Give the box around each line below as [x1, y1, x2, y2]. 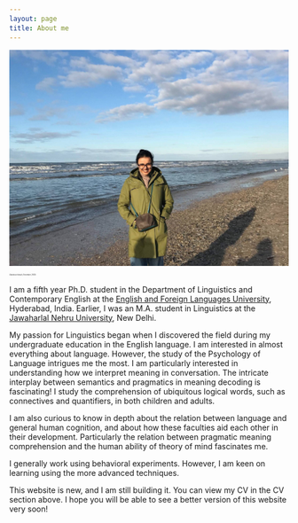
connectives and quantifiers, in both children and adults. [9, 395, 216, 406]
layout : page [9, 14, 58, 23]
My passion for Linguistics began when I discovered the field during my [9, 329, 271, 340]
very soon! [9, 503, 49, 514]
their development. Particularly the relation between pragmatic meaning [9, 431, 272, 442]
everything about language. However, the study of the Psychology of [9, 348, 262, 359]
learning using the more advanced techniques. [9, 467, 180, 478]
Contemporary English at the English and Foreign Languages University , [9, 293, 272, 304]
